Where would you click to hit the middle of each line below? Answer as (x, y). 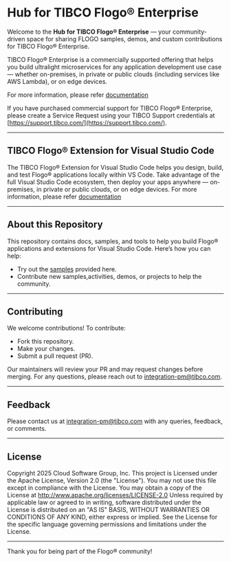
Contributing (35, 312)
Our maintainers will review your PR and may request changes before (105, 370)
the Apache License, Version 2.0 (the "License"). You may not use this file (112, 480)
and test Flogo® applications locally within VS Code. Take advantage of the (113, 175)
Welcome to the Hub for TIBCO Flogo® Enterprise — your (89, 32)
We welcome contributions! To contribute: (66, 328)
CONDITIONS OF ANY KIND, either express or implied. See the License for (112, 517)
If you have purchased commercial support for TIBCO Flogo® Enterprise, (110, 108)
